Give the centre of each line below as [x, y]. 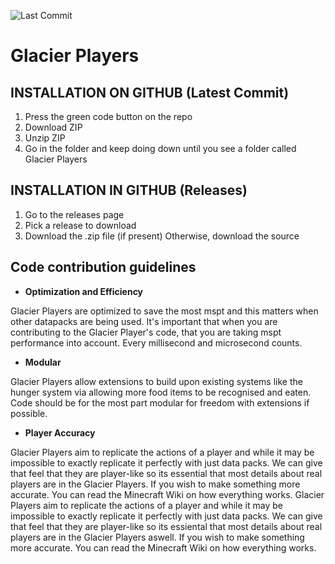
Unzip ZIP [45, 138]
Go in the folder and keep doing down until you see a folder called [160, 148]
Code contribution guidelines [103, 267]
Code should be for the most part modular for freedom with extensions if [160, 402]
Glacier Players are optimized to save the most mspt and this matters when [164, 311]
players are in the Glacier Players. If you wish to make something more [155, 484]
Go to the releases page [74, 214]
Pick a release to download [80, 225]
